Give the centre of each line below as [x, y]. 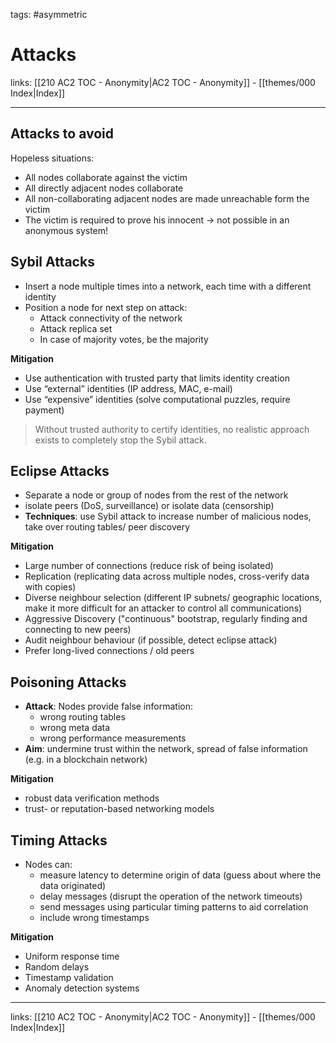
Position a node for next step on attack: [106, 307]
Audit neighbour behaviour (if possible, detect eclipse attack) [151, 640]
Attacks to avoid [62, 134]
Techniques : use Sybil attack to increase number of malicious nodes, [168, 516]
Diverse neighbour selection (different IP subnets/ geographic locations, [173, 598]
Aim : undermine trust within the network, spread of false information [166, 749]
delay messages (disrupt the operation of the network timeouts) [171, 896]
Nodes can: [48, 864]
